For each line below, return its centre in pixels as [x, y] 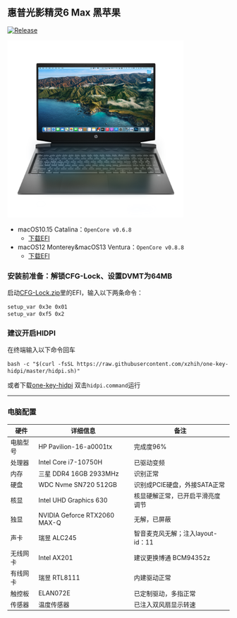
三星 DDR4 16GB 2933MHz [79, 474]
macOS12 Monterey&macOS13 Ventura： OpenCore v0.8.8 [101, 247]
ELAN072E [54, 593]
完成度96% [150, 447]
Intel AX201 [56, 557]
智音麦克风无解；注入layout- [176, 533]
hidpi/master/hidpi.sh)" [44, 371]
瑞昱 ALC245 [57, 537]
